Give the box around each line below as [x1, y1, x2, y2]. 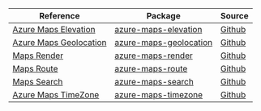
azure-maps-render [114, 50, 193, 61]
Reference [39, 10, 80, 21]
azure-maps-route [114, 64, 188, 74]
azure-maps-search [114, 76, 195, 87]
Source [220, 10, 249, 21]
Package [146, 10, 181, 21]
